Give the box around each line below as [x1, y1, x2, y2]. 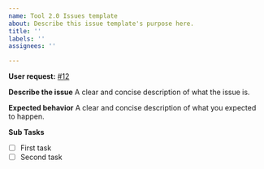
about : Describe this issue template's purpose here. [8, 19, 195, 28]
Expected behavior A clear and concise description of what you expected [8, 103, 257, 113]
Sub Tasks [8, 128, 45, 137]
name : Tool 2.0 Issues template [8, 11, 118, 20]
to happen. [8, 111, 45, 122]
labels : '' [8, 34, 45, 43]
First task [19, 143, 52, 153]
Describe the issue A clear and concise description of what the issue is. [8, 87, 250, 97]
